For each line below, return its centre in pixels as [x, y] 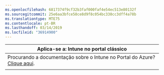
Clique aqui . [21, 63]
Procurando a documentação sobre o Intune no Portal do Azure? [81, 57]
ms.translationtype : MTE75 [32, 19]
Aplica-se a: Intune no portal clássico [82, 49]
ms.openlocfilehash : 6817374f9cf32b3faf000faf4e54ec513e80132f [71, 10]
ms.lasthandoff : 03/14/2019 [34, 28]
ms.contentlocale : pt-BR [30, 23]
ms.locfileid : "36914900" [31, 32]
